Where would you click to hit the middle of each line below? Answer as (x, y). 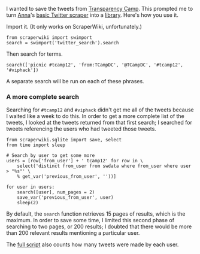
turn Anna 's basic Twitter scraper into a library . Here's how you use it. (92, 15)
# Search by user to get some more (51, 156)
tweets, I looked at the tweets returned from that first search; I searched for (99, 123)
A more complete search (43, 96)
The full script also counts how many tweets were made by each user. (93, 244)
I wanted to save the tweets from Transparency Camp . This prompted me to (100, 9)
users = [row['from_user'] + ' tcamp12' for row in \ (75, 161)
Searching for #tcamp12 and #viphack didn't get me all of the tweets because (100, 110)
